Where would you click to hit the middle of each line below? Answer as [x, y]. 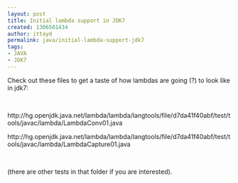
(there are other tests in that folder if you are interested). [90, 172]
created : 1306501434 [38, 27]
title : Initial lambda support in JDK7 [66, 21]
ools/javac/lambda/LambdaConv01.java [65, 123]
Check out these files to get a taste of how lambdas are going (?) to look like [119, 80]
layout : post [27, 14]
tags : [15, 47]
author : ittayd [30, 34]
